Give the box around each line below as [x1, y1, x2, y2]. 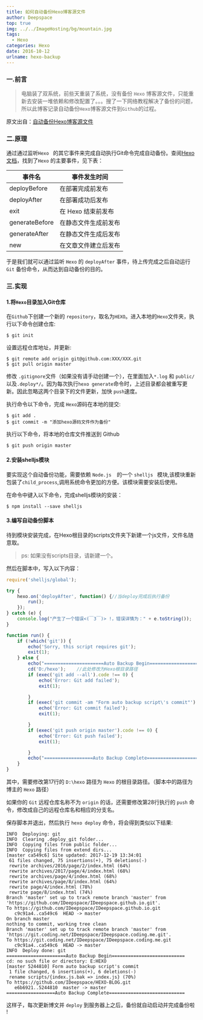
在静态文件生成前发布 [59, 219, 121, 227]
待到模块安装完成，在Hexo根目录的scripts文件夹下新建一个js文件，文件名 [6, 531, 188, 539]
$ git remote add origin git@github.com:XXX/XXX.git [6, 356, 142, 362]
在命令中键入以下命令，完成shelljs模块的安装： [6, 491, 123, 498]
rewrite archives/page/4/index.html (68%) [8, 874, 118, 880]
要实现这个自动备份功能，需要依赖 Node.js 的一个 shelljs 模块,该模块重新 [6, 470, 196, 478]
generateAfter [9, 229, 49, 238]
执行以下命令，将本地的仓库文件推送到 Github [6, 430, 120, 438]
